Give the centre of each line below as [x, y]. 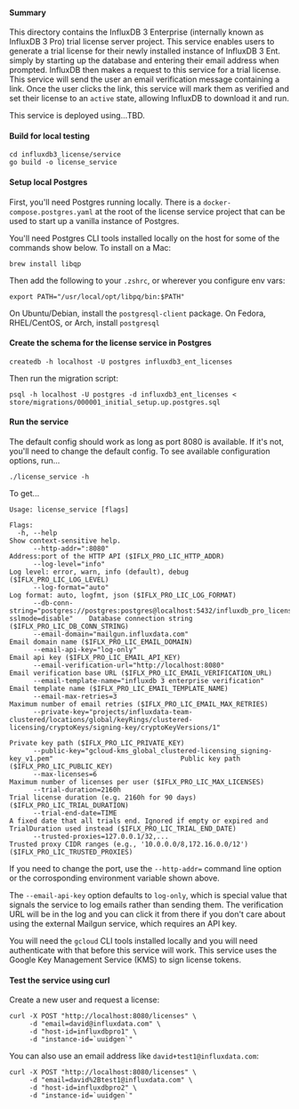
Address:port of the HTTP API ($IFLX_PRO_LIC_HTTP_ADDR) [117, 557]
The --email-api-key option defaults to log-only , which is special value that [148, 896]
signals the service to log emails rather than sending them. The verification [146, 905]
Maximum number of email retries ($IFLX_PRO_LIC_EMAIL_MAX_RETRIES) [139, 704]
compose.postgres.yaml [51, 212]
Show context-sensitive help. [65, 541]
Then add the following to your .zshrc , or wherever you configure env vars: [147, 280]
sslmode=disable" [41, 619]
